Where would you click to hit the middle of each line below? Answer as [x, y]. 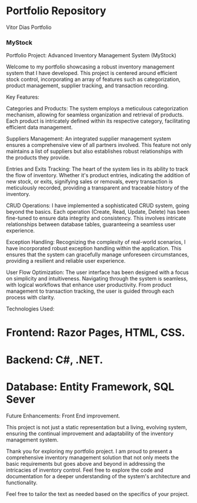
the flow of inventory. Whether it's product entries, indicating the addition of [98, 175]
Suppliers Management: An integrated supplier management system [89, 139]
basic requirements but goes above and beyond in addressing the [86, 463]
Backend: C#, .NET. [55, 360]
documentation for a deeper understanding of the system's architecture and [98, 476]
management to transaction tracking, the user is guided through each [90, 291]
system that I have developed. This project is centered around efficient [92, 73]
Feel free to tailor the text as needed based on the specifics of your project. [98, 494]
